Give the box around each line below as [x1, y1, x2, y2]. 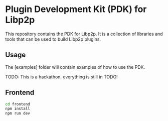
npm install [5, 106, 30, 111]
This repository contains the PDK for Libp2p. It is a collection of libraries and [5, 31, 163, 37]
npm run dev [5, 111, 30, 116]
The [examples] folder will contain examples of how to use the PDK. [5, 64, 145, 70]
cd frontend [5, 101, 30, 106]
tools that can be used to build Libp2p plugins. [5, 36, 101, 42]
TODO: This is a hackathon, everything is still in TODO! [5, 74, 118, 80]
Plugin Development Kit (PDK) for [5, 4, 147, 15]
